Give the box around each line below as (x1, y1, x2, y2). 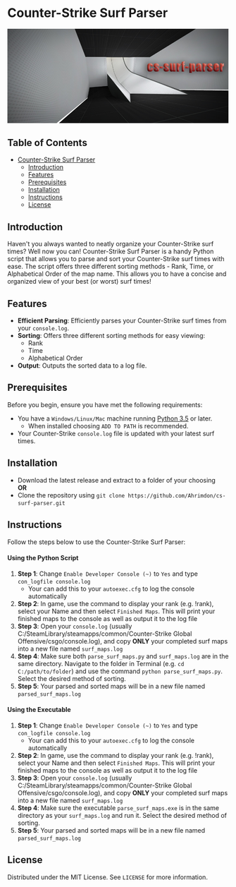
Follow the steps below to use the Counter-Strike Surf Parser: (7, 538, 185, 546)
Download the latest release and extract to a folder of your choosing (17, 476, 216, 484)
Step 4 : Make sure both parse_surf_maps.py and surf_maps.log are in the (17, 651, 229, 660)
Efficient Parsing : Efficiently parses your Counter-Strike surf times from (17, 316, 227, 325)
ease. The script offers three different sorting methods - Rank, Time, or (7, 263, 213, 271)
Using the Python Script (7, 554, 79, 562)
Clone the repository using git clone (17, 490, 125, 499)
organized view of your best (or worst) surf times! (7, 277, 151, 286)
